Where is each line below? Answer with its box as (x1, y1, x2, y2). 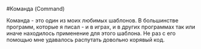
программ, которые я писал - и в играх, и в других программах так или (6, 24, 195, 30)
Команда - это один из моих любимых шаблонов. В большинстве (6, 17, 179, 24)
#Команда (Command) (6, 5, 65, 12)
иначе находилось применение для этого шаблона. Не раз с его (6, 30, 176, 37)
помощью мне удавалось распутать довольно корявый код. (6, 36, 165, 43)
